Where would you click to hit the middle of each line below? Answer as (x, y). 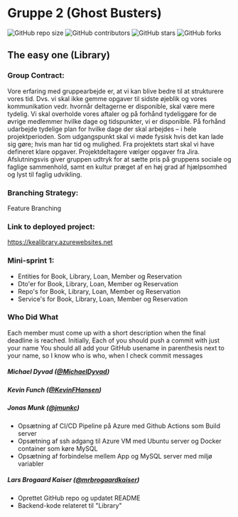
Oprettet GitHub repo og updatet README (79, 498)
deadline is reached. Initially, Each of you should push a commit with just (114, 340)
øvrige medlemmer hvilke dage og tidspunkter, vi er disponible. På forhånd (117, 121)
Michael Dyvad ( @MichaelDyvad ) (59, 372)
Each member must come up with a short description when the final (107, 333)
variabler (31, 464)
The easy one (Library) (59, 55)
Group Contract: (36, 75)
